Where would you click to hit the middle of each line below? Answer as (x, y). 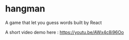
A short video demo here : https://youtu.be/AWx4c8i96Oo (64, 32)
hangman (25, 9)
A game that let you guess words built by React (54, 22)
